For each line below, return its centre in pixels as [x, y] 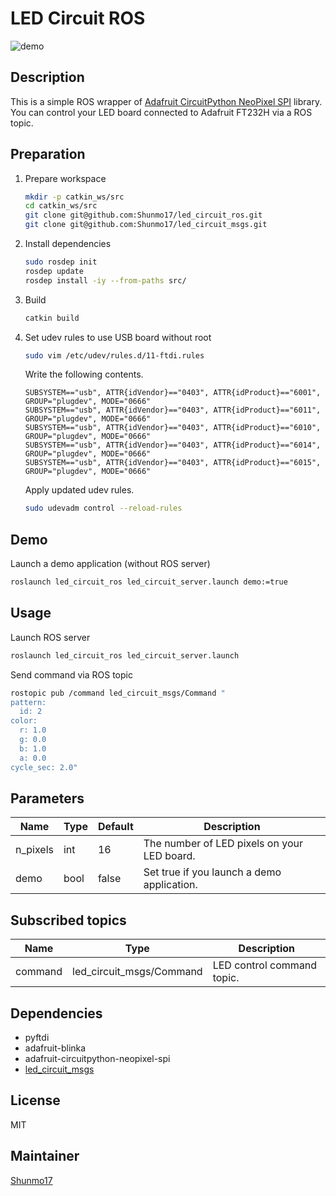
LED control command [265, 965]
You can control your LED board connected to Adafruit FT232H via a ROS [161, 112]
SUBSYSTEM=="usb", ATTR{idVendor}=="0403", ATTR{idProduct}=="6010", [173, 428]
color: [24, 721]
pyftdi [37, 1037]
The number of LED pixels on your [223, 844]
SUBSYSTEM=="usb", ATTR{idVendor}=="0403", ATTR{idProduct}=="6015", [173, 463]
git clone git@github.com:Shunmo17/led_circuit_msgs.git [146, 225]
